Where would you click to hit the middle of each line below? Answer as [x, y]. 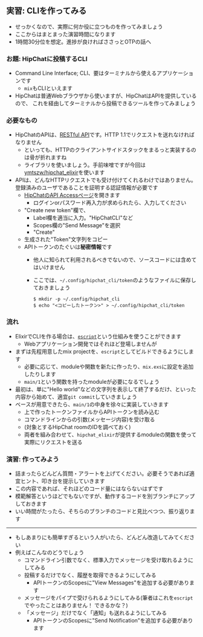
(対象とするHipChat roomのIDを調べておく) [77, 427]
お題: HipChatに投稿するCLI [47, 59]
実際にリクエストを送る [53, 442]
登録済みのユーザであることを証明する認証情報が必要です [86, 188]
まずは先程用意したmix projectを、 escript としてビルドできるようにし [102, 351]
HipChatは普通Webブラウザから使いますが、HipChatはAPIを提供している [106, 96]
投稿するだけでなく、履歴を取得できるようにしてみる [90, 575]
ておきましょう [52, 288]
